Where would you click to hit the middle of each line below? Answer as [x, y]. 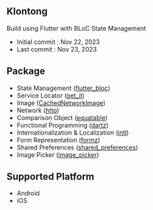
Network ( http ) [38, 110]
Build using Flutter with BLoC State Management [76, 28]
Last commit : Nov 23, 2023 [57, 49]
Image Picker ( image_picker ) [58, 155]
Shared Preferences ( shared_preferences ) [77, 147]
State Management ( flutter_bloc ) [64, 88]
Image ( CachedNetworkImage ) [61, 103]
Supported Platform [51, 177]
